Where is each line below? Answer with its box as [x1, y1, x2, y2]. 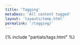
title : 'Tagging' [5, 7, 41, 12]
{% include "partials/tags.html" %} [5, 34, 75, 40]
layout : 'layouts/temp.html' [5, 16, 65, 21]
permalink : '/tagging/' [5, 21, 54, 26]
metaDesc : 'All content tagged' [5, 12, 71, 17]
